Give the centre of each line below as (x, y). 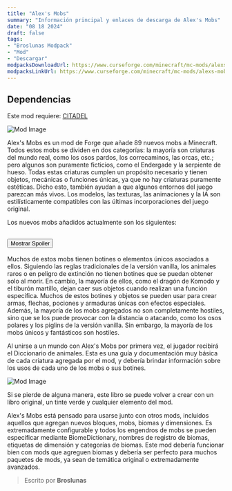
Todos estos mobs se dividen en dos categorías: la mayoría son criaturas (111, 150)
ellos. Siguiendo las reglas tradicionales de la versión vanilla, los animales (112, 266)
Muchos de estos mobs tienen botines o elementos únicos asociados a (108, 259)
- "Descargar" (28, 59)
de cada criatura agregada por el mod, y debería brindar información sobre (114, 361)
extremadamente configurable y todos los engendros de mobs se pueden (112, 430)
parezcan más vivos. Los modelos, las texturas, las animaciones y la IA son (114, 194)
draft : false (26, 33)
